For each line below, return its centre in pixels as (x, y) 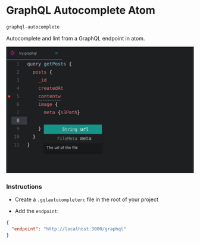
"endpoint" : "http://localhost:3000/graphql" (69, 229)
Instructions (24, 186)
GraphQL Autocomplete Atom (81, 10)
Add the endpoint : (37, 211)
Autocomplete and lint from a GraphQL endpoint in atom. (76, 38)
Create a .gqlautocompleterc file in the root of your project (87, 199)
